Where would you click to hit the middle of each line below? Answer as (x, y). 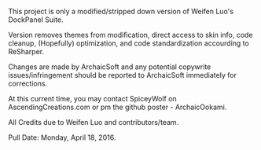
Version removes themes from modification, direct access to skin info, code (130, 35)
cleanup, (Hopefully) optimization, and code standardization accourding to (129, 43)
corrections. (28, 83)
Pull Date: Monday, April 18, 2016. (62, 137)
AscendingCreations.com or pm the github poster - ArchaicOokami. (118, 107)
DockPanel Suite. (36, 20)
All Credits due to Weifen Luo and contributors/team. (94, 122)
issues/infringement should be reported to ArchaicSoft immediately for (123, 75)
